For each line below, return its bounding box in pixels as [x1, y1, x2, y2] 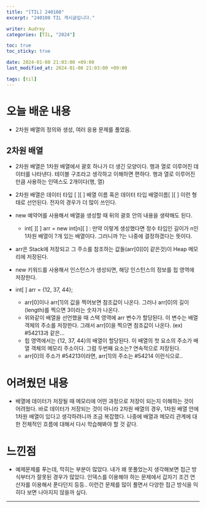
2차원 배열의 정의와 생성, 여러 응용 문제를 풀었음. [15, 126, 132, 133]
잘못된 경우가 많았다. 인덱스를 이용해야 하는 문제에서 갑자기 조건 [36, 473, 189, 481]
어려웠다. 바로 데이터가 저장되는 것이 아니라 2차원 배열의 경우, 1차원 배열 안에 [15, 405, 199, 412]
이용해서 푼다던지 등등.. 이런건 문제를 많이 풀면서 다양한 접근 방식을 [31, 481, 192, 488]
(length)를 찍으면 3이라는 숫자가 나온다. [24, 306, 120, 314]
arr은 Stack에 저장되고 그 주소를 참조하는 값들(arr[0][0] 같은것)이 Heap [15, 246, 187, 253]
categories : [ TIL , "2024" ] [6, 31, 75, 37]
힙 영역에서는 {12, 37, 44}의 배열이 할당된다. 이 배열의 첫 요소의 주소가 [24, 337, 193, 344]
